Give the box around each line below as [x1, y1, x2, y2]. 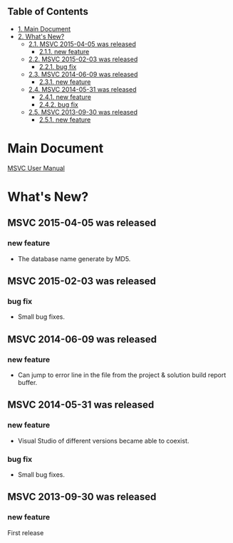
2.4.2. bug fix [38, 100, 78, 109]
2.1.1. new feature [38, 47, 90, 56]
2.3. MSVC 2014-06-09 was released [28, 70, 138, 78]
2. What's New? [17, 32, 65, 41]
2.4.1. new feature [38, 93, 91, 101]
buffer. [17, 379, 38, 386]
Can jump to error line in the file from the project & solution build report [17, 371, 227, 379]
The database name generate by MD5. [17, 254, 131, 263]
